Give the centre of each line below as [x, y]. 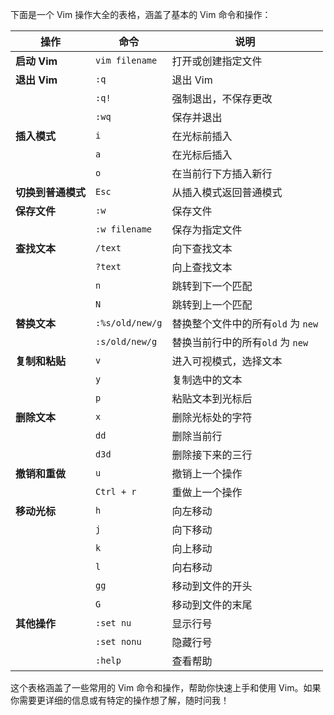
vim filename [126, 60]
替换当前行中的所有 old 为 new [240, 342]
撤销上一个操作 [207, 473]
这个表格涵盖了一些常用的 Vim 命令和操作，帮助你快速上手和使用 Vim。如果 [166, 687]
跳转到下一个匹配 [212, 286]
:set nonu [118, 641]
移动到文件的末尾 [212, 605]
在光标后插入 [202, 155]
